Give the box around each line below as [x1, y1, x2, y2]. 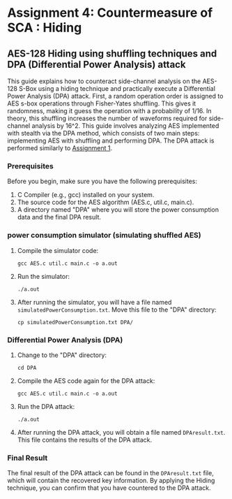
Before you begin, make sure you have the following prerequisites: [7, 177, 197, 186]
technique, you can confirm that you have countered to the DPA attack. [7, 484, 211, 492]
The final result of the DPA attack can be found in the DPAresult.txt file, [7, 469, 214, 477]
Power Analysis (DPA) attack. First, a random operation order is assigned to [7, 92, 224, 100]
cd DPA [17, 364, 37, 371]
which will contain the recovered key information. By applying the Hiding [7, 477, 215, 485]
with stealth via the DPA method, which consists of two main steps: [7, 129, 200, 137]
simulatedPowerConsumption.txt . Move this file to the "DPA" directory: [17, 305, 217, 314]
